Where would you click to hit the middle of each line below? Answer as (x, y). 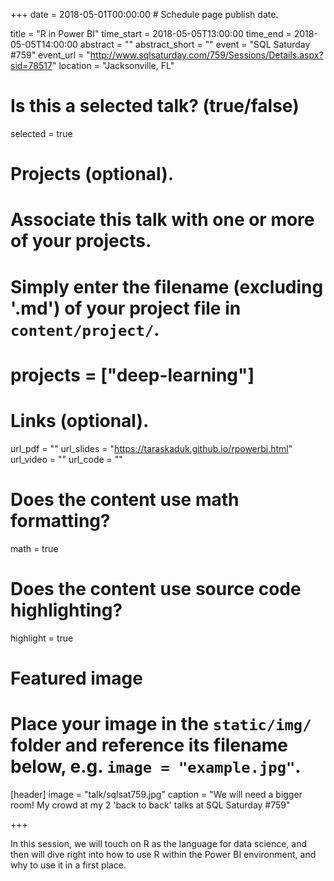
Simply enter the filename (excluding (167, 286)
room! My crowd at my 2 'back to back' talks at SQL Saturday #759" (150, 805)
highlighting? (66, 610)
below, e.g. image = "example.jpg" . (156, 766)
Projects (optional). (92, 174)
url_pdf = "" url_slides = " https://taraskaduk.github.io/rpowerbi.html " (151, 448)
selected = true (41, 133)
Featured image (76, 678)
